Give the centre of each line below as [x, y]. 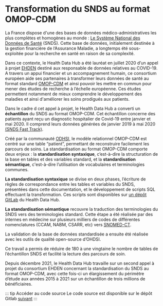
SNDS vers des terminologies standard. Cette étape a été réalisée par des [79, 214]
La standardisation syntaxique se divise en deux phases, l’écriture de [75, 179]
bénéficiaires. [19, 284]
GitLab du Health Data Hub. [33, 199]
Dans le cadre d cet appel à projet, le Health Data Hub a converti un [73, 108]
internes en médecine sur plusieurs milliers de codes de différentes [72, 219]
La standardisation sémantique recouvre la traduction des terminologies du [81, 209]
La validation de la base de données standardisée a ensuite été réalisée [77, 234]
